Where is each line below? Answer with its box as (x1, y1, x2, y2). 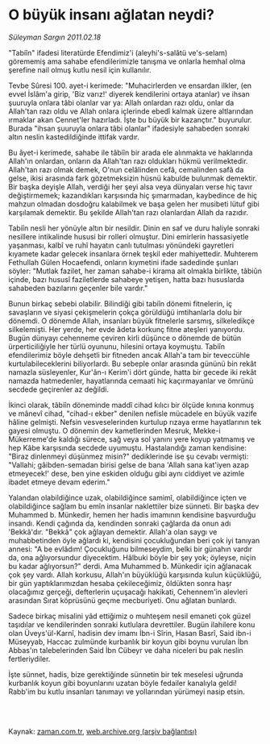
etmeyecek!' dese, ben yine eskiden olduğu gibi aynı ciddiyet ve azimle (8, 468, 245, 478)
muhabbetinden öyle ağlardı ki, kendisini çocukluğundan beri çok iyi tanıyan (8, 535, 260, 545)
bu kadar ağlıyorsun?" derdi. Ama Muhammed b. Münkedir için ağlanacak (8, 561, 252, 571)
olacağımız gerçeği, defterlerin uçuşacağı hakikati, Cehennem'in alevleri (8, 587, 248, 596)
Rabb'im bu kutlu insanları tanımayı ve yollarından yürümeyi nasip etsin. (8, 687, 246, 696)
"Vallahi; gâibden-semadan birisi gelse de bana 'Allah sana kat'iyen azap (8, 459, 250, 469)
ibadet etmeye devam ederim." (8, 477, 110, 487)
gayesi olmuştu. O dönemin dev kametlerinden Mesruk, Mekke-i (8, 426, 221, 435)
